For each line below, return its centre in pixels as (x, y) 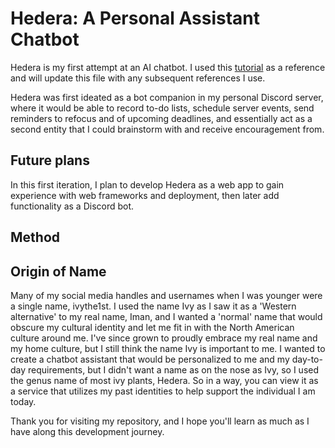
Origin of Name (58, 271)
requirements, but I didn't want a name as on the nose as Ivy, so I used (174, 369)
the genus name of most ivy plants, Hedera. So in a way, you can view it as (164, 380)
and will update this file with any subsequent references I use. (138, 78)
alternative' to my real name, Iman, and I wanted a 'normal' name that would (166, 316)
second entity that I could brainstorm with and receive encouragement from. (167, 129)
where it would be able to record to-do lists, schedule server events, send (162, 108)
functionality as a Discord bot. (72, 206)
